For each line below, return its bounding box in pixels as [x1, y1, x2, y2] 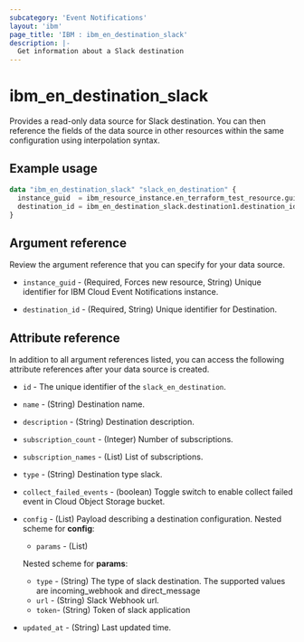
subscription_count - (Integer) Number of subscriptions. [22, 434, 233, 444]
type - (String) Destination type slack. [22, 469, 163, 479]
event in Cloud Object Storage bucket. [22, 496, 166, 506]
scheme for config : [22, 524, 95, 533]
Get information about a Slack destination [17, 47, 184, 56]
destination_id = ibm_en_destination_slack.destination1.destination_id [17, 202, 298, 211]
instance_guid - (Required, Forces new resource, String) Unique [22, 277, 262, 288]
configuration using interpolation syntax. [9, 135, 160, 146]
